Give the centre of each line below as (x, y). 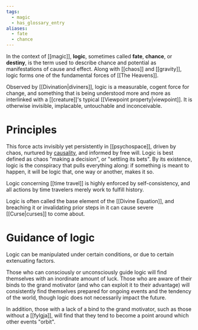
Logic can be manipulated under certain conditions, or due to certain (90, 254)
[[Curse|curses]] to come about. (46, 214)
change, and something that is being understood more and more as (88, 93)
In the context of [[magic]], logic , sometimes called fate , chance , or (89, 56)
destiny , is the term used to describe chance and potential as (81, 63)
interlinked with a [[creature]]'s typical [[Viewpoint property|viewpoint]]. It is (99, 99)
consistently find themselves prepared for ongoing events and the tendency (99, 291)
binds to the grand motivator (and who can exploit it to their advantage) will (98, 285)
